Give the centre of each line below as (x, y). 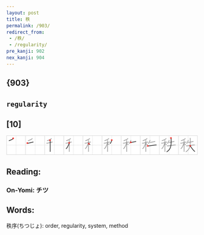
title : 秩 (18, 19)
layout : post (23, 13)
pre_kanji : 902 (25, 52)
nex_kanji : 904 (25, 58)
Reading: (24, 172)
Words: (20, 210)
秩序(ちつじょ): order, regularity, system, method (67, 225)
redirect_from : (25, 32)
